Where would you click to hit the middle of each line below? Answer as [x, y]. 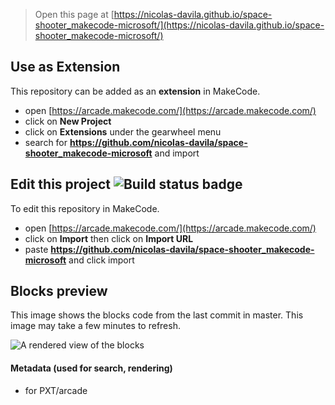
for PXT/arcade [56, 390]
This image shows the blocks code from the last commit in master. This [157, 315]
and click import [101, 260]
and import [177, 153]
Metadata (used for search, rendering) [91, 368]
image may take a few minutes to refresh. [95, 326]
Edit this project [60, 184]
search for [46, 142]
